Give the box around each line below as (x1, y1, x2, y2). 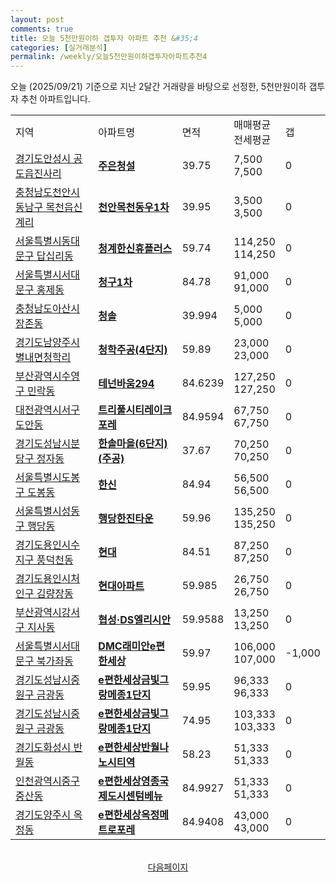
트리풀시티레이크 (98, 403, 173, 417)
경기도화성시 (15, 741, 72, 755)
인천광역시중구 (15, 774, 81, 788)
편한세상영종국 (103, 774, 169, 788)
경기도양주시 (15, 808, 72, 822)
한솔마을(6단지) (98, 437, 168, 451)
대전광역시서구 (15, 403, 81, 417)
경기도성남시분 (15, 437, 81, 451)
